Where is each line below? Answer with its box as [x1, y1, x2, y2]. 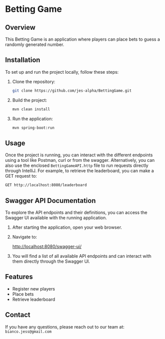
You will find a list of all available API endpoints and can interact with [12, 253, 152, 259]
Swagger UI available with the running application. [5, 214, 107, 221]
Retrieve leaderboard [12, 296, 56, 302]
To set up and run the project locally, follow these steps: [5, 69, 119, 75]
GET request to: [5, 173, 37, 179]
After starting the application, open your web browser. [12, 224, 122, 230]
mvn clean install [12, 106, 50, 112]
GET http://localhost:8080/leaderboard [5, 183, 87, 188]
